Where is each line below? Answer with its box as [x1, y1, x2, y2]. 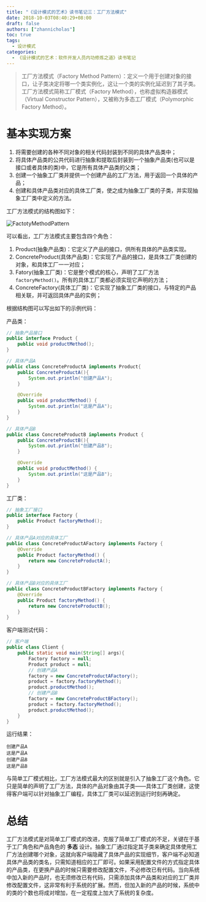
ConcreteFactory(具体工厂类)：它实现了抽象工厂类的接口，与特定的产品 [15, 284, 196, 291]
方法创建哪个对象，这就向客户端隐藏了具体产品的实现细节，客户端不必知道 [11, 851, 200, 858]
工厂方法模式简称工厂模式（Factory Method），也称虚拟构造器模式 [21, 87, 188, 95]
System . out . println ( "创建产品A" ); [28, 375, 113, 381]
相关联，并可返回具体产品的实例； [15, 291, 102, 298]
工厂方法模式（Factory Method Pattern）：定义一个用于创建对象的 [21, 72, 187, 80]
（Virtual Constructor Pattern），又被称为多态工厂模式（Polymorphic [21, 95, 194, 103]
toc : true [6, 32, 32, 38]
